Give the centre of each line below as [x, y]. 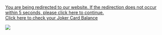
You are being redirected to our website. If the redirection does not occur [81, 7]
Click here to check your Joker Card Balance [52, 18]
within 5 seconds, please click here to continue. [55, 12]
